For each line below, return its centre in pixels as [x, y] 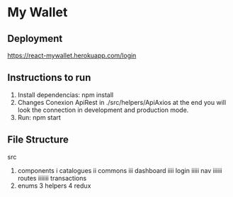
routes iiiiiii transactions [52, 178]
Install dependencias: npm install [66, 95]
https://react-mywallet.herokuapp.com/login [72, 55]
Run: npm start [39, 117]
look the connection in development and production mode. [103, 110]
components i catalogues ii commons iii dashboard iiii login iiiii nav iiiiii [120, 170]
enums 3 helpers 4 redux [54, 186]
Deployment [35, 39]
